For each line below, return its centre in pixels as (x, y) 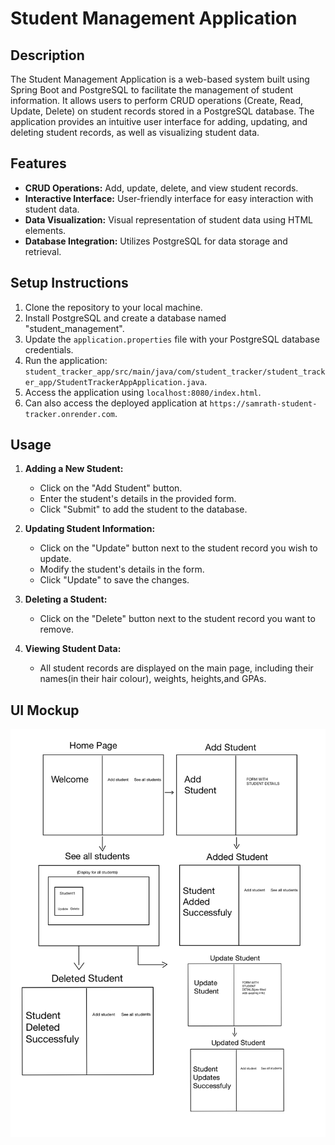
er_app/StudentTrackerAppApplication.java (114, 382)
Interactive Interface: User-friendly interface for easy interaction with (169, 198)
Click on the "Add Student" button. (111, 488)
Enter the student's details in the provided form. (138, 499)
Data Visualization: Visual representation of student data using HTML (168, 219)
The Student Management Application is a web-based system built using (160, 79)
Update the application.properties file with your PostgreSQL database (172, 339)
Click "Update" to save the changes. (114, 580)
